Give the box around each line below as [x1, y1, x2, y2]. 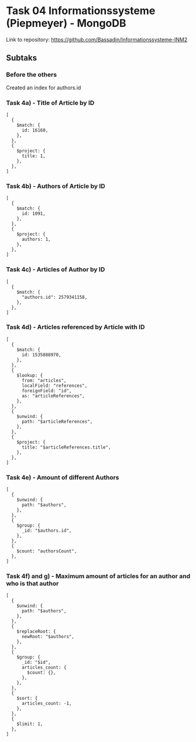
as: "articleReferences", [21, 393, 85, 399]
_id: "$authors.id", [21, 528, 72, 534]
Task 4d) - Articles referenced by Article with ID [6, 323, 145, 331]
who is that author [6, 579, 59, 588]
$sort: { [16, 696, 38, 701]
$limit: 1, [16, 721, 43, 727]
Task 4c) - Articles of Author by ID [6, 265, 105, 274]
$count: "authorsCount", [16, 548, 77, 554]
